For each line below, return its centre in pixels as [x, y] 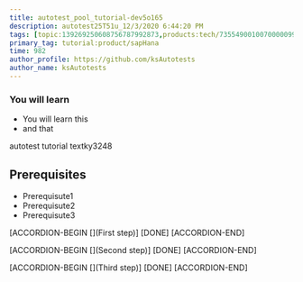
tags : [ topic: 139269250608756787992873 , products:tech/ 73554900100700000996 [155, 34]
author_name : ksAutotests [58, 68]
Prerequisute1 [48, 196]
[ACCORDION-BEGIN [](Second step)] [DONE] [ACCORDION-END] [133, 250]
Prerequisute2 [49, 205]
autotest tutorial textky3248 [61, 146]
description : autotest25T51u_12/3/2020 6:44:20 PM [106, 26]
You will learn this [55, 119]
